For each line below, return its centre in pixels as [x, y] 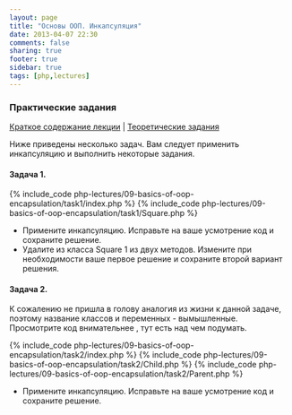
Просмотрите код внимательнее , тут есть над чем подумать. [129, 328]
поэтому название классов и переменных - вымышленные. [124, 318]
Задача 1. [28, 174]
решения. [41, 269]
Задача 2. [28, 289]
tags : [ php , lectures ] [50, 76]
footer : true [34, 59]
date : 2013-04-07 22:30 [54, 34]
